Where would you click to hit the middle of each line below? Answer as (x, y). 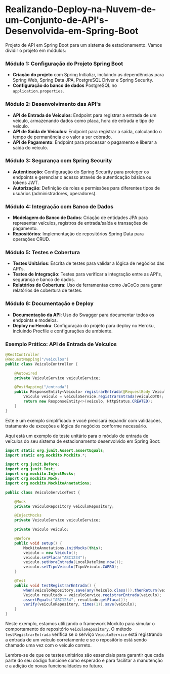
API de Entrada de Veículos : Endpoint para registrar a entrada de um (84, 115)
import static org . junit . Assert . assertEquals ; (55, 450)
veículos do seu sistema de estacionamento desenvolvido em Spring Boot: (83, 441)
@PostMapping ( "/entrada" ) (42, 387)
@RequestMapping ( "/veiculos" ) (37, 359)
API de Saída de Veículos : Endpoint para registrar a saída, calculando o (87, 131)
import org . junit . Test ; (30, 469)
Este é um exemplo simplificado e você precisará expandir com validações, (84, 420)
